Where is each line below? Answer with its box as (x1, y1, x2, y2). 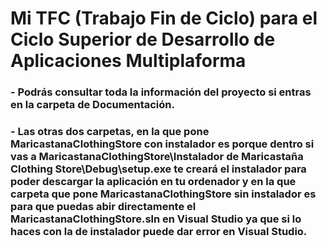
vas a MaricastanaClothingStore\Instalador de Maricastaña (10, 150, 304, 164)
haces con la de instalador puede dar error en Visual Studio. (10, 225, 308, 239)
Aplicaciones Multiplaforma (10, 50, 247, 72)
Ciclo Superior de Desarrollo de (10, 28, 276, 51)
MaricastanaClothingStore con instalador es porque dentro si (10, 137, 315, 151)
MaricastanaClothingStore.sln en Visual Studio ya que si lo (10, 212, 302, 226)
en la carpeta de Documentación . (10, 98, 175, 112)
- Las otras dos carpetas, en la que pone (10, 125, 210, 139)
